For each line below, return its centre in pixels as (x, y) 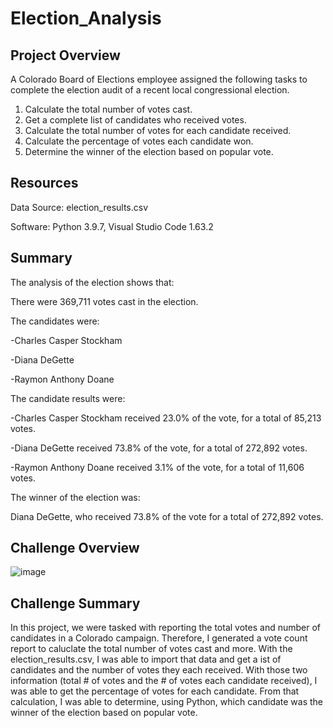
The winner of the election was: (75, 497)
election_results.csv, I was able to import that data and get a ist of (146, 659)
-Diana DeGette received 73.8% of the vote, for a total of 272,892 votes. (159, 448)
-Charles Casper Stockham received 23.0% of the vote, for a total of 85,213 (166, 418)
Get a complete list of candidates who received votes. (135, 120)
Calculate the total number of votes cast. (108, 109)
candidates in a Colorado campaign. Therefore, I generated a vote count (159, 638)
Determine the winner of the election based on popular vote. (149, 151)
